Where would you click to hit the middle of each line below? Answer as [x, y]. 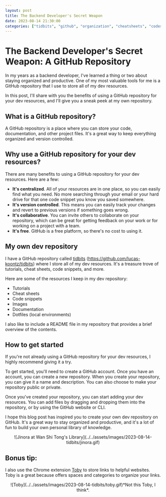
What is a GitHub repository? [51, 116]
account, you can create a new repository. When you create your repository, [83, 377]
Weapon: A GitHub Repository [68, 62]
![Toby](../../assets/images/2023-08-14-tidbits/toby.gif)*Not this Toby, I [83, 485]
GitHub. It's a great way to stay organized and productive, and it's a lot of [80, 422]
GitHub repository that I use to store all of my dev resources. [67, 86]
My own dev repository [41, 247]
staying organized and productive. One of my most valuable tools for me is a [83, 81]
